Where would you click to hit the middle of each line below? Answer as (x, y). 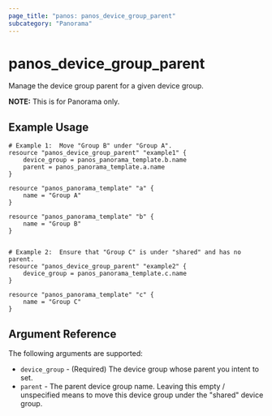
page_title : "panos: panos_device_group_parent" (92, 16)
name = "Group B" (52, 224)
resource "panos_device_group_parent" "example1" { (97, 153)
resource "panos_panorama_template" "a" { (81, 189)
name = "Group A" (52, 195)
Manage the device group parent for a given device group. (106, 86)
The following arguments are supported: (76, 354)
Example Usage (49, 127)
